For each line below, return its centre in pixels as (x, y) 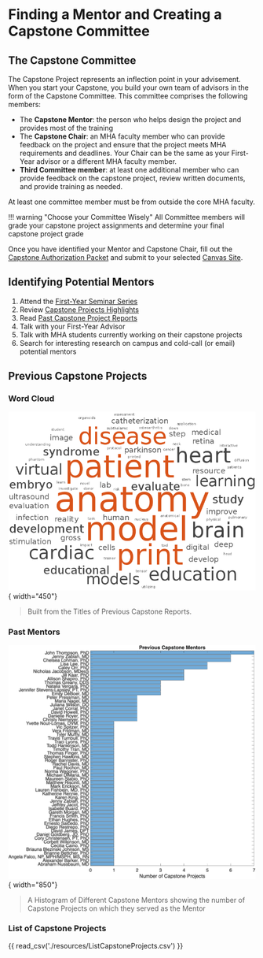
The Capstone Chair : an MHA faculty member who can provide (122, 136)
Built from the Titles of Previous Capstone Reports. (110, 611)
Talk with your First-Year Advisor (72, 326)
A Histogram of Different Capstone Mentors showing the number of (136, 900)
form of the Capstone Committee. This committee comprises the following (128, 96)
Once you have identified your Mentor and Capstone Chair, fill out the (121, 249)
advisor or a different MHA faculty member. (107, 162)
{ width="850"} (33, 885)
